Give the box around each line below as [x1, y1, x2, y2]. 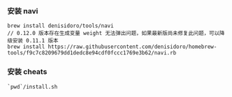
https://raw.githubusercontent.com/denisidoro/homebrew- [48, 43, 217, 50]
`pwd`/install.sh [7, 83, 58, 90]
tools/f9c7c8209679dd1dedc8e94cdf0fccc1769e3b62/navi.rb [7, 50, 177, 57]
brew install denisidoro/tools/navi [7, 22, 114, 29]
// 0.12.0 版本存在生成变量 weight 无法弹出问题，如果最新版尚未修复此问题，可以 [7, 30, 220, 37]
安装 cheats [7, 67, 48, 77]
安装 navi [7, 6, 38, 15]
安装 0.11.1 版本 [12, 37, 59, 45]
